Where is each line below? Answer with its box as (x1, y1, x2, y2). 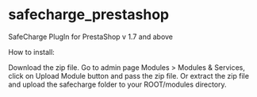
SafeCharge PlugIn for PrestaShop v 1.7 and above (8, 32, 173, 41)
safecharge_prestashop (8, 6, 169, 24)
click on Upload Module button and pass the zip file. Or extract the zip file (8, 71, 250, 80)
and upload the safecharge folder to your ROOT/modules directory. (8, 80, 228, 89)
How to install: (8, 47, 56, 56)
